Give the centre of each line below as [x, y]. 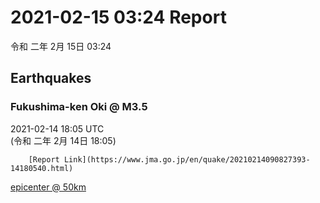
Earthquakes [51, 78]
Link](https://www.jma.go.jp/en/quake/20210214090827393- [187, 159]
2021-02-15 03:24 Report [118, 17]
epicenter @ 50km [48, 187]
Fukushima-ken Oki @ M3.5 [79, 107]
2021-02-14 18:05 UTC [57, 128]
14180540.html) [42, 168]
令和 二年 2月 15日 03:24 [61, 46]
